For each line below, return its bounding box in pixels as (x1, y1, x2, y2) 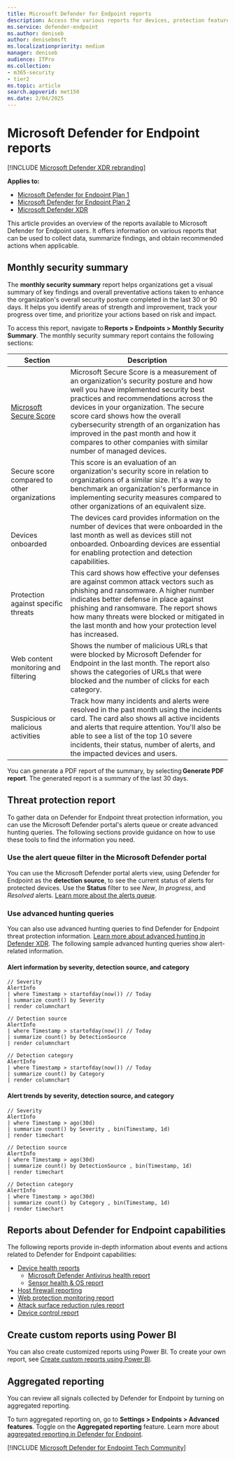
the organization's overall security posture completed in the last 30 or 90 (7, 295, 218, 304)
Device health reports (17, 1264, 80, 1272)
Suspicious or (10, 713, 56, 723)
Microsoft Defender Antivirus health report (27, 1271, 150, 1280)
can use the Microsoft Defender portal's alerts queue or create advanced (7, 820, 218, 828)
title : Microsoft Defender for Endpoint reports (7, 10, 152, 18)
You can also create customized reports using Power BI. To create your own (7, 1347, 226, 1356)
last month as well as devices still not (70, 530, 192, 540)
